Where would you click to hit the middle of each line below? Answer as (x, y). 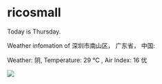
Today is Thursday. (34, 31)
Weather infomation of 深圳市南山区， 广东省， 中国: (81, 45)
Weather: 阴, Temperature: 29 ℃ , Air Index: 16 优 (77, 60)
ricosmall (34, 13)
